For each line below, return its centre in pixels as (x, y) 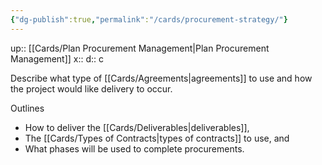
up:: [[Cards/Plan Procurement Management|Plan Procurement (140, 48)
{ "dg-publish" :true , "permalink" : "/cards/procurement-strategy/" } (149, 19)
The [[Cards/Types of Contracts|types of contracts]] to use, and (157, 138)
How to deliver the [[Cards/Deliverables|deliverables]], (137, 127)
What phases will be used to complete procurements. (134, 148)
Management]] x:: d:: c (57, 58)
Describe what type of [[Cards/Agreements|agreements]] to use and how (161, 78)
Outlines (27, 108)
